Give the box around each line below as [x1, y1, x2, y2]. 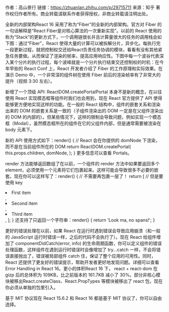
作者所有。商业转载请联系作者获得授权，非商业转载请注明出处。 [18, 11, 151, 17]
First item [12, 190, 31, 196]
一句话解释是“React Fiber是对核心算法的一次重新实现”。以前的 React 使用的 [5, 28, 162, 34]
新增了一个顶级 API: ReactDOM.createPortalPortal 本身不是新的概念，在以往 [5, 89, 162, 95]
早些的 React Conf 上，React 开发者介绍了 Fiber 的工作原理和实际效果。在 [9, 66, 163, 72]
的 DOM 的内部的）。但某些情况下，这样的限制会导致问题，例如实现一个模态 [5, 114, 162, 120]
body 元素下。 [5, 127, 35, 133]
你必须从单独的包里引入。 [5, 284, 58, 290]
